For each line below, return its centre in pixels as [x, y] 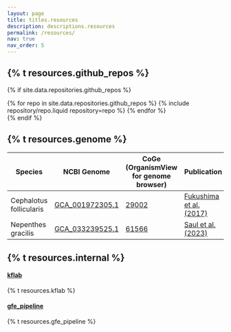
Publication [203, 171]
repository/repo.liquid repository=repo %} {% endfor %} [87, 110]
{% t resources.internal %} [66, 257]
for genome [151, 176]
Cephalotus [29, 200]
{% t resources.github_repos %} [78, 73]
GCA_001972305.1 [86, 205]
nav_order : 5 [26, 45]
